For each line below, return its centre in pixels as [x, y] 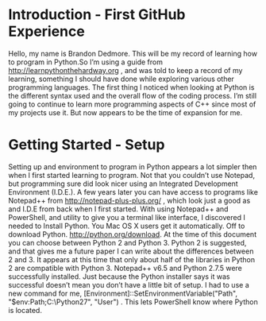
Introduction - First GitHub [97, 15]
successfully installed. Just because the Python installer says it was [119, 277]
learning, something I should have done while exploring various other [121, 79]
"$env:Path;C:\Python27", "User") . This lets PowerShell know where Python [133, 302]
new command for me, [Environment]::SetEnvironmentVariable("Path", [123, 293]
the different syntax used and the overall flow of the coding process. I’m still [132, 95]
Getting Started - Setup [87, 145]
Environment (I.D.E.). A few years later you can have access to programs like [133, 191]
